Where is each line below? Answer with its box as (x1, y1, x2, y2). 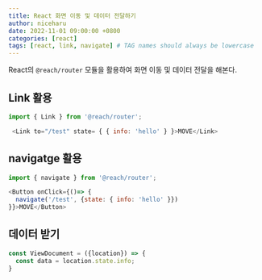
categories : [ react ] (8, 34, 78, 43)
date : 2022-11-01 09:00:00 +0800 (8, 27, 121, 35)
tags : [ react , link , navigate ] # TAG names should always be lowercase (8, 42, 254, 50)
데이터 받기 (8, 228, 60, 241)
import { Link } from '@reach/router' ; (8, 112, 143, 121)
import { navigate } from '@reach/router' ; (8, 173, 157, 182)
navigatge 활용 (8, 152, 82, 165)
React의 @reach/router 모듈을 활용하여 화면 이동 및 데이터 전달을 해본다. (8, 65, 238, 75)
